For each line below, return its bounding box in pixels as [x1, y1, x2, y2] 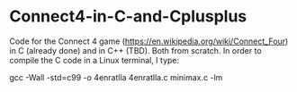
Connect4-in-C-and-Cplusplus [9, 6, 247, 27]
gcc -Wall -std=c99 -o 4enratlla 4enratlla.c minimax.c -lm [9, 71, 223, 82]
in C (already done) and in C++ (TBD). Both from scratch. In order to [9, 45, 263, 55]
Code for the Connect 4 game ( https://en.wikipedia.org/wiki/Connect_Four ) [9, 36, 289, 46]
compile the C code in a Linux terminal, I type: [9, 54, 180, 65]
